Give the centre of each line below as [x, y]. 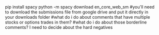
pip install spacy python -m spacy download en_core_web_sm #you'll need [80, 7]
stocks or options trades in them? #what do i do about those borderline [76, 22]
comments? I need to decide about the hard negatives [59, 27]
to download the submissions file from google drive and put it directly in [77, 12]
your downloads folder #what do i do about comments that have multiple [78, 17]
